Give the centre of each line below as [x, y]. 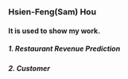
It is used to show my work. [54, 31]
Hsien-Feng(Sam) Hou [52, 12]
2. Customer [29, 69]
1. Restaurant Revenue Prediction [64, 49]
